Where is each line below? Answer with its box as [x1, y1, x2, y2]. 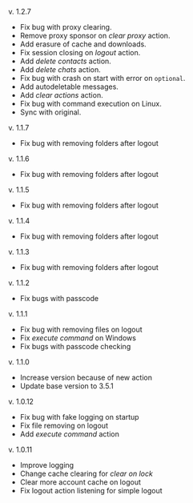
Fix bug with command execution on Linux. [19, 99, 162, 108]
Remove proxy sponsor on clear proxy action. [19, 31, 171, 40]
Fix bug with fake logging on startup [19, 412, 139, 421]
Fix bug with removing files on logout [19, 324, 143, 334]
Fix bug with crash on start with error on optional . [19, 74, 186, 82]
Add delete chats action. [19, 65, 102, 74]
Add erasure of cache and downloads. [19, 39, 147, 49]
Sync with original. [19, 107, 82, 117]
